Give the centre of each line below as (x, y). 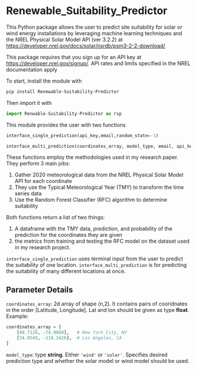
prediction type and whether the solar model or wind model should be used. (98, 361)
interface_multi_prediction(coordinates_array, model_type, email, (90, 146)
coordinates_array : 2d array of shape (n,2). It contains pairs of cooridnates (97, 304)
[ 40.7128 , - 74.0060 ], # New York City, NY (72, 332)
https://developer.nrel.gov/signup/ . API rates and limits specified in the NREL (98, 63)
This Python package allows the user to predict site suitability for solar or (94, 27)
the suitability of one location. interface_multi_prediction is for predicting (96, 265)
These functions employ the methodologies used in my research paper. (92, 157)
